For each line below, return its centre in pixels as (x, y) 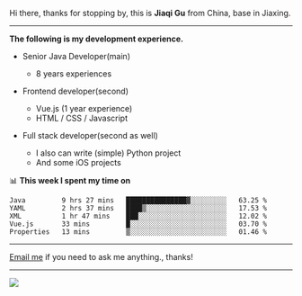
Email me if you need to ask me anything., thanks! (101, 257)
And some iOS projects (78, 162)
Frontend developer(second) (75, 91)
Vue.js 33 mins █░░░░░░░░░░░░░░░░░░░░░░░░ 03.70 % (138, 224)
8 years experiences (74, 74)
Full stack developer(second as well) (90, 135)
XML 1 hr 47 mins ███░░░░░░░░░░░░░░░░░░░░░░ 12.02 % (138, 216)
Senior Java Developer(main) (76, 56)
